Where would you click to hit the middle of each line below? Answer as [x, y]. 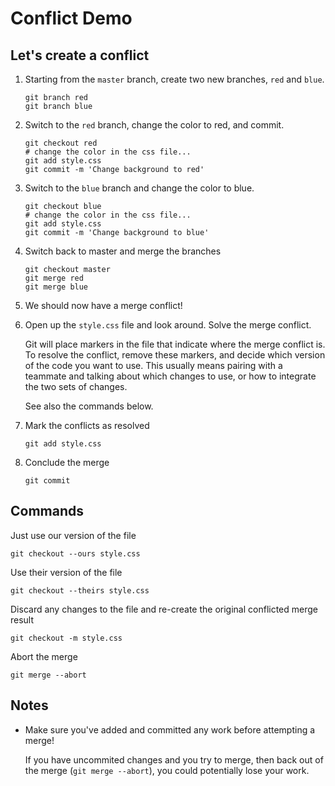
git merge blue [56, 287]
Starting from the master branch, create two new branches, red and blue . [174, 79]
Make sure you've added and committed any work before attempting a [170, 729]
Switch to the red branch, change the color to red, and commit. [154, 125]
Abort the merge [44, 656]
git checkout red [61, 143]
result [22, 619]
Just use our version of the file [73, 535]
